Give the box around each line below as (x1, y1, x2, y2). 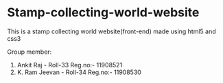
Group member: (7, 48, 52, 56)
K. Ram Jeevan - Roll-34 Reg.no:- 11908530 (16, 68, 142, 76)
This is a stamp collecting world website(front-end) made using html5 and (7, 27, 216, 35)
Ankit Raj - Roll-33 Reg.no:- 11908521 (16, 61, 123, 69)
